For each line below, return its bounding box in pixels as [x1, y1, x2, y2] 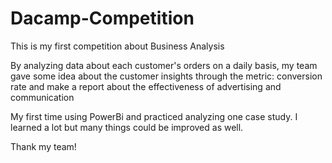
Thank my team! [10, 140, 77, 152]
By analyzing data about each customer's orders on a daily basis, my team [10, 59, 318, 71]
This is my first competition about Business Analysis [10, 40, 225, 52]
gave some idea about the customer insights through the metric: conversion [10, 70, 323, 82]
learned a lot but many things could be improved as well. [10, 121, 244, 133]
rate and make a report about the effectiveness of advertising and [10, 80, 282, 92]
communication [10, 91, 75, 103]
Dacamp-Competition [10, 7, 195, 30]
